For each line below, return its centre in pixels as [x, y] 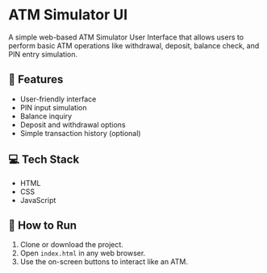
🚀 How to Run [43, 225]
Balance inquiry [46, 116]
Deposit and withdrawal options [73, 124]
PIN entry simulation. [43, 54]
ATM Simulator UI [68, 15]
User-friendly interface [58, 99]
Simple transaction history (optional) [80, 133]
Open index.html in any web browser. [83, 253]
